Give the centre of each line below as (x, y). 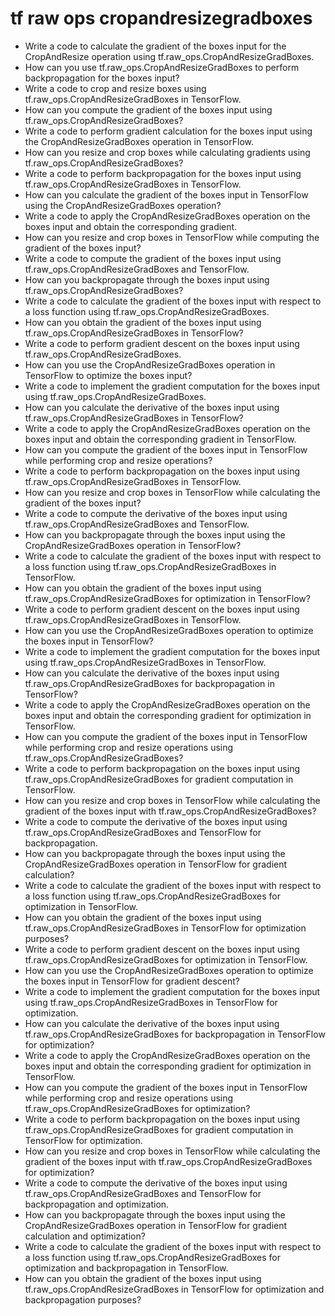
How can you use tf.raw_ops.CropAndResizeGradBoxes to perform (162, 67)
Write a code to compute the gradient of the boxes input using (153, 258)
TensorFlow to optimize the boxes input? (108, 375)
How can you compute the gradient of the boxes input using (148, 109)
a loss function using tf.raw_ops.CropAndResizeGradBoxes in (150, 566)
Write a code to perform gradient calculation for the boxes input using (168, 131)
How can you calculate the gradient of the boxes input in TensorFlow (166, 194)
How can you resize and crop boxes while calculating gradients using (167, 152)
